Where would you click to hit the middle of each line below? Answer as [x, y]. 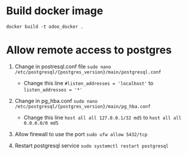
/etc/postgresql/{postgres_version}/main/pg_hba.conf [83, 106]
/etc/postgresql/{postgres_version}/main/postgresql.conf [88, 72]
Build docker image [55, 11]
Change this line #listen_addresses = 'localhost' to [88, 83]
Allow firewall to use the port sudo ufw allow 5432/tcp [81, 134]
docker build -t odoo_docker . [45, 27]
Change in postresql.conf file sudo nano [63, 66]
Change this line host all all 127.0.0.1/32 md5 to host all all [102, 117]
